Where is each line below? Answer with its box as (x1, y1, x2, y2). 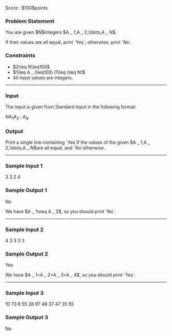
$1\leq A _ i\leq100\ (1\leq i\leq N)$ (12, 69, 85, 75)
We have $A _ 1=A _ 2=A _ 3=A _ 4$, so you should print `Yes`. (5, 272, 136, 278)
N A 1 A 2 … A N (5, 113, 29, 121)
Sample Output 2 (5, 250, 48, 257)
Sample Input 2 (5, 226, 44, 233)
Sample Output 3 (5, 314, 49, 321)
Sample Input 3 (5, 289, 44, 297)
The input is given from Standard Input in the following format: (5, 103, 137, 110)
